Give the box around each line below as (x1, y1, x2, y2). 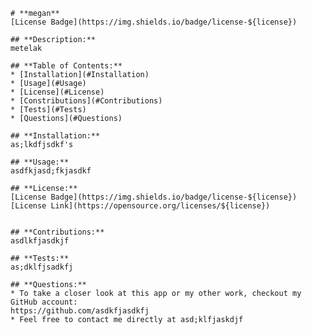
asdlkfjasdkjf (10, 236, 70, 246)
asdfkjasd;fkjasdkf (10, 166, 92, 176)
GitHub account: (10, 297, 78, 307)
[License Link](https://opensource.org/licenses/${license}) (10, 201, 271, 211)
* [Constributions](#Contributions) (10, 96, 163, 106)
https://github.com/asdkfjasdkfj (10, 306, 150, 316)
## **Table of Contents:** (10, 61, 123, 71)
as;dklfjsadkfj (10, 262, 74, 272)
